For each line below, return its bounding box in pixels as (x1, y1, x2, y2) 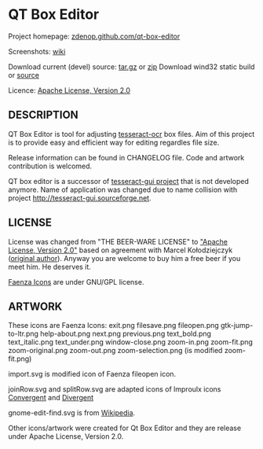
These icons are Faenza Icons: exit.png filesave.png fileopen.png (8, 321, 220, 330)
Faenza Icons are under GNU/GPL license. (8, 277, 144, 286)
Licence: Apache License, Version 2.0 (8, 85, 131, 95)
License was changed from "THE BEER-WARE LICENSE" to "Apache (8, 237, 228, 246)
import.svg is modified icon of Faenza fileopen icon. (8, 370, 177, 379)
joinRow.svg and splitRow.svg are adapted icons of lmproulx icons (8, 385, 221, 394)
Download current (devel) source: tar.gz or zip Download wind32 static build (8, 61, 255, 72)
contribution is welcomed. (8, 161, 93, 171)
